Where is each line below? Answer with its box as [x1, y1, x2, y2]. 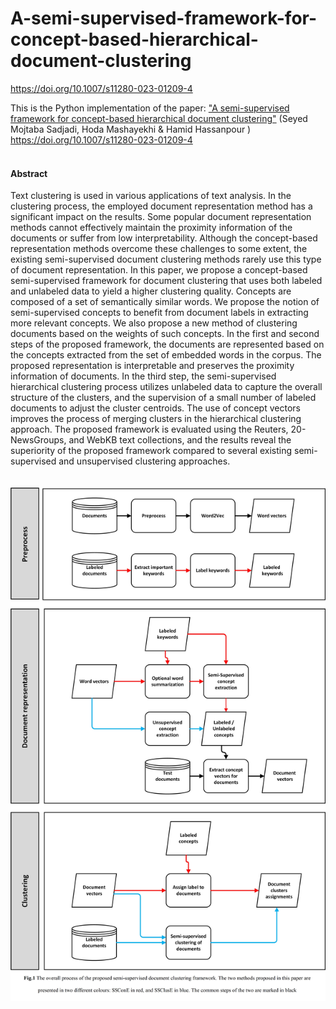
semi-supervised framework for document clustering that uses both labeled [10, 275, 323, 287]
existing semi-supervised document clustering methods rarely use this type [10, 253, 322, 266]
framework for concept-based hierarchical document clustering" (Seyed [10, 112, 308, 124]
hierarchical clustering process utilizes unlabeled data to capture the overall [10, 381, 323, 393]
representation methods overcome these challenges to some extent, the [10, 243, 308, 255]
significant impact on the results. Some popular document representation [10, 211, 312, 223]
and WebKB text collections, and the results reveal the [68, 434, 292, 446]
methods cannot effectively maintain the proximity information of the [10, 222, 293, 234]
